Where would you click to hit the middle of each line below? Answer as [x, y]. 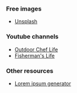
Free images [24, 9]
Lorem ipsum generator [43, 83]
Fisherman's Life [34, 56]
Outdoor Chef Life [36, 49]
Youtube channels [32, 37]
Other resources [30, 71]
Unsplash [26, 22]
